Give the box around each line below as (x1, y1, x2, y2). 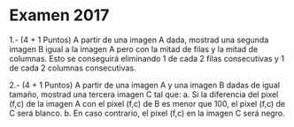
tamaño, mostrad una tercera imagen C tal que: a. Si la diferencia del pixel (9, 89, 279, 100)
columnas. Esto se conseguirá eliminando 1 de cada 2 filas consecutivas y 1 (9, 53, 285, 63)
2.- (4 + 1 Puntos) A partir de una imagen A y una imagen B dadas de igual (9, 79, 281, 90)
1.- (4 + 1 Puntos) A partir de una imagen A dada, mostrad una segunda (9, 34, 269, 45)
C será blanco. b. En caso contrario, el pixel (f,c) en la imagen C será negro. (9, 108, 285, 118)
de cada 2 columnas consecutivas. (9, 63, 136, 73)
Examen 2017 (9, 5, 110, 26)
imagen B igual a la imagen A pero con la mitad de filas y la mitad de (9, 43, 259, 54)
